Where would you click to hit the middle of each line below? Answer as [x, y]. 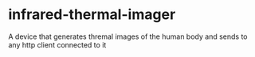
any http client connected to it [57, 44]
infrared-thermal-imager [92, 15]
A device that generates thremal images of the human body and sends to [128, 36]
